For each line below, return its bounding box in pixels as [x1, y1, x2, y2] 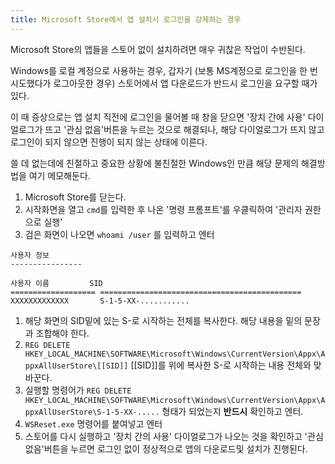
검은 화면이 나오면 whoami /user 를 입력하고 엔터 [24, 228, 215, 240]
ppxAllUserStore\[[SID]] [24, 361, 129, 371]
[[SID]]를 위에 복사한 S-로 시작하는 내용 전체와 [130, 359, 312, 371]
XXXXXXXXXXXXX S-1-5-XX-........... [10, 296, 190, 306]
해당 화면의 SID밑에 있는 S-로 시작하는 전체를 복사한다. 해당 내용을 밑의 [24, 314, 303, 326]
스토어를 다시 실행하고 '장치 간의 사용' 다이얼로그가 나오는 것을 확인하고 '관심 [24, 430, 324, 442]
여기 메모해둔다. [28, 169, 91, 181]
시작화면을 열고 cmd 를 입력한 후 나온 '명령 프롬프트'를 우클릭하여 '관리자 [24, 203, 303, 215]
